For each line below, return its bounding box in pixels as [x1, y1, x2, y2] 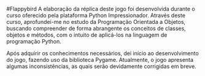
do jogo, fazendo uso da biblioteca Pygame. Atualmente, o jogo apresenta [6, 56, 194, 63]
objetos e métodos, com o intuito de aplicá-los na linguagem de [6, 31, 168, 39]
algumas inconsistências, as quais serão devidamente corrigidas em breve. [6, 63, 196, 70]
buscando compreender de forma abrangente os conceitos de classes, [6, 25, 186, 32]
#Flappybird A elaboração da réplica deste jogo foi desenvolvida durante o [6, 6, 195, 12]
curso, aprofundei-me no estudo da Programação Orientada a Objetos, [6, 18, 186, 25]
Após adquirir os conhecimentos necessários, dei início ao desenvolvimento [6, 50, 199, 57]
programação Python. [6, 38, 61, 45]
